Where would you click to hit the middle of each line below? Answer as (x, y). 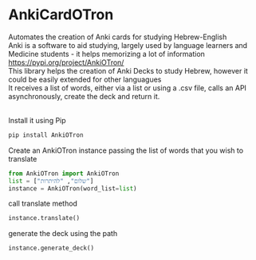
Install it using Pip (37, 120)
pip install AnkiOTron (46, 135)
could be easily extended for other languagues (85, 79)
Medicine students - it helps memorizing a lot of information (107, 54)
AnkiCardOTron (61, 15)
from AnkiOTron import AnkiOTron (64, 174)
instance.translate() (44, 218)
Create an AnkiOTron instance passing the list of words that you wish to (126, 150)
